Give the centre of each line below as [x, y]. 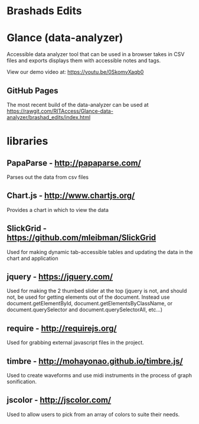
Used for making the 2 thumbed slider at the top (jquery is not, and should [97, 291]
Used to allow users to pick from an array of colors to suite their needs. [93, 414]
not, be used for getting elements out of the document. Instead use [88, 297]
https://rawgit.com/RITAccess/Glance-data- [60, 111]
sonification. [22, 381]
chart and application [32, 258]
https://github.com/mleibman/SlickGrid [81, 238]
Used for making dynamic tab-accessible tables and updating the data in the [100, 252]
